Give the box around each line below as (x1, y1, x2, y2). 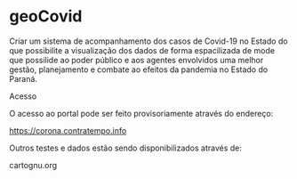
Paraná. (9, 73, 38, 84)
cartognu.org (9, 159, 58, 170)
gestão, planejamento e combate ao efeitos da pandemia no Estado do (9, 64, 269, 75)
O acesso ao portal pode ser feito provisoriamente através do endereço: (9, 108, 274, 118)
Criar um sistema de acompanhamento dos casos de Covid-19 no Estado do (9, 36, 288, 46)
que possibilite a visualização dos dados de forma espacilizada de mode (9, 45, 276, 55)
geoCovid (9, 6, 83, 27)
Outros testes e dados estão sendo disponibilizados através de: (9, 142, 243, 153)
